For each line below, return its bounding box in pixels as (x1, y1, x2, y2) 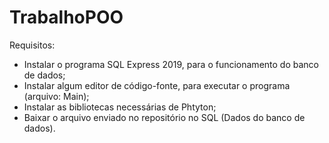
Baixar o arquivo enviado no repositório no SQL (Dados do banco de (23, 111, 306, 123)
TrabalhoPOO (9, 6, 124, 29)
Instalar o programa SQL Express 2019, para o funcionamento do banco (23, 58, 319, 70)
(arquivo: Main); (23, 90, 90, 102)
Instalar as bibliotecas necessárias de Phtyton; (23, 101, 217, 113)
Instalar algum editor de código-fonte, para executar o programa (23, 79, 291, 91)
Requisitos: (9, 39, 56, 51)
